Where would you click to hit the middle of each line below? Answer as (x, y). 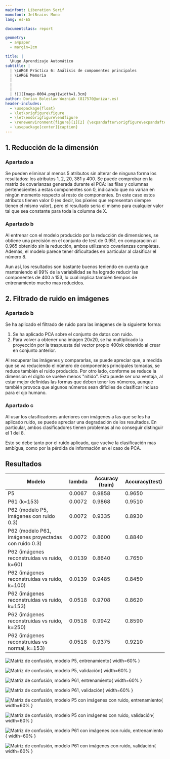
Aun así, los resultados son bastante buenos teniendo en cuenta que (77, 267)
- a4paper (20, 43)
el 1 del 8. (15, 433)
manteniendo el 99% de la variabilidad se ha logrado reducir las (72, 272)
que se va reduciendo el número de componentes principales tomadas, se (83, 366)
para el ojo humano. (26, 392)
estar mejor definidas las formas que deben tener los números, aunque (79, 382)
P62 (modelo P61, (30, 531)
